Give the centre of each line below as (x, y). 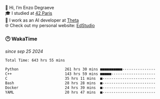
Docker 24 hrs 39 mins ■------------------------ (80, 88)
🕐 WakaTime (21, 38)
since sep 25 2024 (24, 51)
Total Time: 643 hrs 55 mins (35, 61)
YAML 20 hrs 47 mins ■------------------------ (80, 92)
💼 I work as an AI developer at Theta (42, 20)
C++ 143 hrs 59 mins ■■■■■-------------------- (80, 74)
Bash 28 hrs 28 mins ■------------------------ (80, 83)
